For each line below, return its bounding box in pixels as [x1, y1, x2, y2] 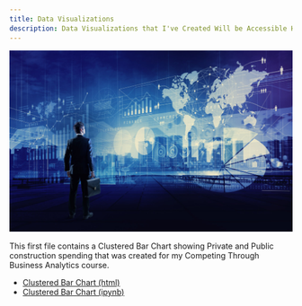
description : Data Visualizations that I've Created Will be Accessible [9, 23, 288, 33]
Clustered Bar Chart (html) [22, 276, 120, 287]
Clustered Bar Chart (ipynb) [22, 286, 125, 297]
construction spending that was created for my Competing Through [9, 249, 260, 260]
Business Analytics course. [9, 259, 110, 270]
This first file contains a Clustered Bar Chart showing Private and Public [9, 240, 274, 251]
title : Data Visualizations [9, 14, 115, 23]
